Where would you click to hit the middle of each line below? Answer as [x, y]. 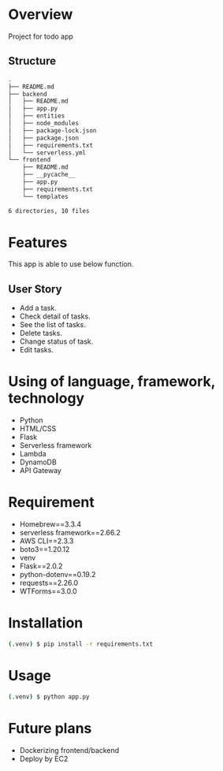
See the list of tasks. [53, 325]
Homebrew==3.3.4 [50, 524]
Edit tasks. [36, 350]
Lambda [33, 454]
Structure [32, 61]
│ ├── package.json [44, 138]
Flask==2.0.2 [41, 566]
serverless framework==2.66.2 [70, 533]
